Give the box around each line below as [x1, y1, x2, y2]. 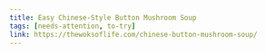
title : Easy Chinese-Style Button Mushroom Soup [9, 13, 197, 22]
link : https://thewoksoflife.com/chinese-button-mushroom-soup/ [9, 30, 258, 39]
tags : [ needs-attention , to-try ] [9, 22, 136, 31]
